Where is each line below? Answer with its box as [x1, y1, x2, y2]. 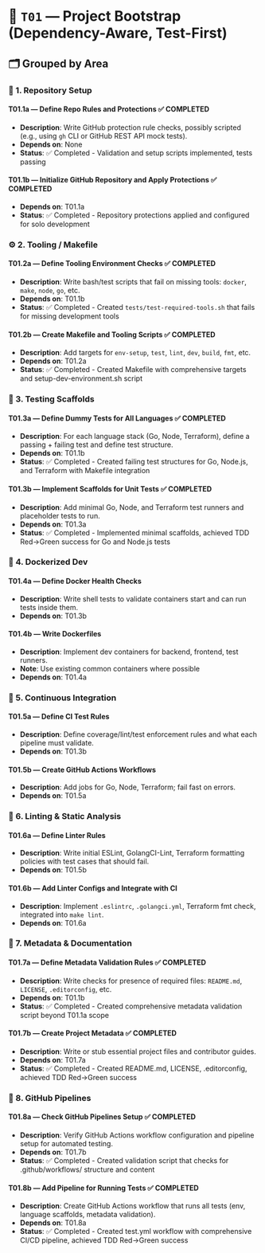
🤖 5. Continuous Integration [8, 692, 117, 703]
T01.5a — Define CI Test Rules [8, 712, 110, 722]
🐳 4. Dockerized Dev [8, 557, 88, 568]
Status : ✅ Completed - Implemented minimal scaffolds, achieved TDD [19, 527, 250, 537]
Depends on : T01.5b [19, 865, 88, 875]
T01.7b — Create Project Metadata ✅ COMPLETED [8, 1028, 177, 1038]
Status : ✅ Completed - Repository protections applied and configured [19, 210, 250, 220]
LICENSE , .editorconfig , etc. [19, 984, 112, 994]
